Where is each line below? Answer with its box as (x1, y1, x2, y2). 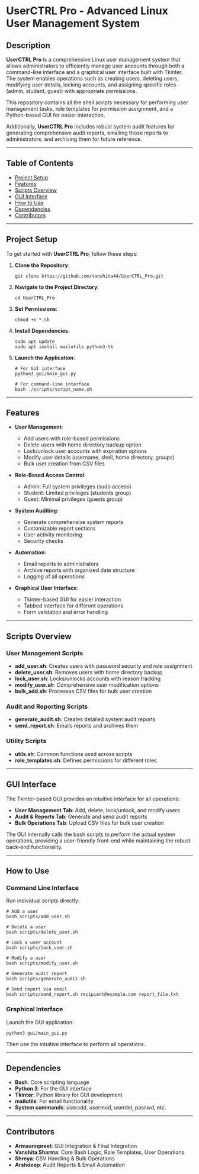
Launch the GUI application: (6, 1018, 74, 1025)
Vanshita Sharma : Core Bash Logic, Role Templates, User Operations (14, 1149, 185, 1156)
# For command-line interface (14, 381, 90, 387)
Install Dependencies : (14, 327, 70, 334)
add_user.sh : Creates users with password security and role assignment (14, 662, 192, 670)
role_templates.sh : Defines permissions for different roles (14, 757, 157, 764)
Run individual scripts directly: (6, 897, 80, 904)
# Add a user (6, 909, 38, 915)
